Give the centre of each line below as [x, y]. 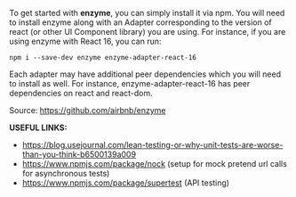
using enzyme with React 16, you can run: [85, 41]
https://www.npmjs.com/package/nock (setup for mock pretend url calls [154, 164]
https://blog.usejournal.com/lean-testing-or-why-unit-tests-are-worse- [152, 145]
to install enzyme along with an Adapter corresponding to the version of [141, 22]
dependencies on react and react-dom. [81, 93]
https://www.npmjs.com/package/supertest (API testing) [125, 183]
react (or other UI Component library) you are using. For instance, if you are [148, 32]
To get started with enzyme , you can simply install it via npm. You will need [147, 13]
